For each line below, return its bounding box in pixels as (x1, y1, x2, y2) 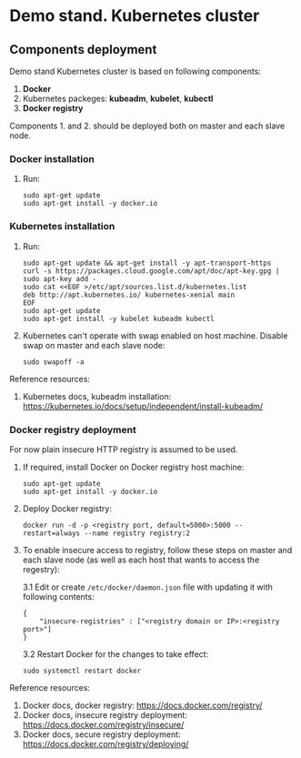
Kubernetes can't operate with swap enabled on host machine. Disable (22, 329, 288, 341)
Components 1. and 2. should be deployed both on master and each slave (9, 120, 286, 131)
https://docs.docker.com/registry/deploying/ (22, 738, 189, 749)
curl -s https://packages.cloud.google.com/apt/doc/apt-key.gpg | (22, 266, 280, 276)
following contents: (22, 591, 95, 601)
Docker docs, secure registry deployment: (22, 729, 181, 740)
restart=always (22, 529, 81, 538)
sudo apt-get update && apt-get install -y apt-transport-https (22, 258, 272, 268)
